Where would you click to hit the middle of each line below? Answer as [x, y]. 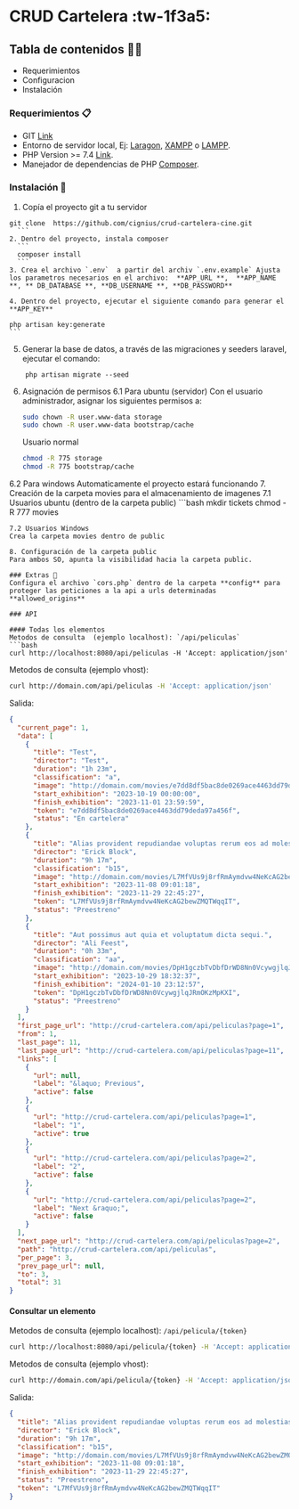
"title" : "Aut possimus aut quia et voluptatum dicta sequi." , [153, 934]
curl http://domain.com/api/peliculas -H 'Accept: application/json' [141, 686]
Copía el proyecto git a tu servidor [85, 207]
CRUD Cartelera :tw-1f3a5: [110, 16]
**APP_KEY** [31, 309]
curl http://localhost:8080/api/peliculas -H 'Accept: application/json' [149, 653]
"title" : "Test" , [65, 753]
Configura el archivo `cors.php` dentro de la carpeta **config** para [145, 583]
